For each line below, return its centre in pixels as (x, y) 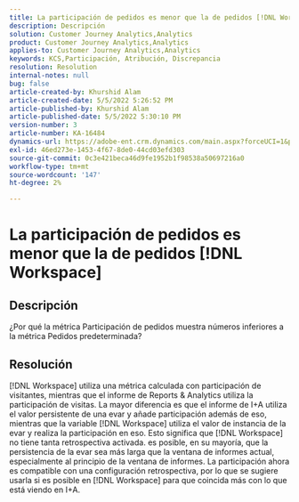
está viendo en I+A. (45, 490)
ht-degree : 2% (36, 183)
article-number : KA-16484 (57, 134)
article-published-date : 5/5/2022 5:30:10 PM (95, 117)
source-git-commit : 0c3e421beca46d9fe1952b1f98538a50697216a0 (127, 158)
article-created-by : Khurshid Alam (75, 92)
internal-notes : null (49, 76)
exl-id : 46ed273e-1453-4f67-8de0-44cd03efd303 (97, 150)
